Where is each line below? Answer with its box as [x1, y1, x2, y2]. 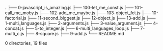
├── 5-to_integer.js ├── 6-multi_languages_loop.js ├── [24, 25, 139, 31]
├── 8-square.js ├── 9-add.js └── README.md [25, 31, 124, 36]
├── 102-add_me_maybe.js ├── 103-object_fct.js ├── [39, 10, 151, 16]
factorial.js [5, 15, 27, 21]
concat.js [5, 25, 24, 31]
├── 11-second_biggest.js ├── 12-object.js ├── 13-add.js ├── [27, 15, 156, 21]
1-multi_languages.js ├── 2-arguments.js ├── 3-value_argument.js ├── [5, 20, 152, 26]
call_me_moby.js [5, 10, 38, 16]
